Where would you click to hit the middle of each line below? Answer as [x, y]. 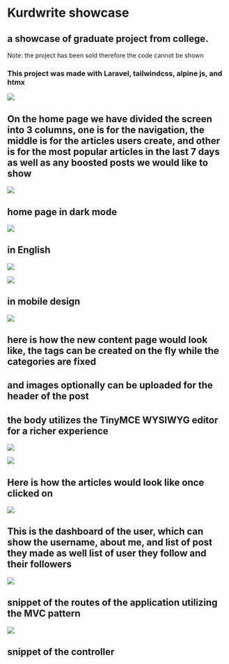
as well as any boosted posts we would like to [108, 162]
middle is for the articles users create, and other [114, 141]
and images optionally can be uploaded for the [110, 385]
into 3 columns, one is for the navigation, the [106, 130]
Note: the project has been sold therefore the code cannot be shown [105, 55]
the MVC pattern [44, 613]
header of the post [48, 396]
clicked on [30, 493]
